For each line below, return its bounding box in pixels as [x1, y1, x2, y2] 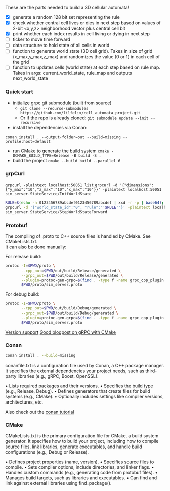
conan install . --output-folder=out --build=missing [5, 134, 121, 140]
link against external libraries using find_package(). [5, 480, 112, 486]
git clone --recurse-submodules [20, 106, 89, 111]
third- [145, 368, 157, 374]
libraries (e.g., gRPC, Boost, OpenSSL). [17, 373, 99, 379]
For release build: [5, 253, 41, 259]
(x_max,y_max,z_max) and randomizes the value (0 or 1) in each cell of [12, 54, 160, 60]
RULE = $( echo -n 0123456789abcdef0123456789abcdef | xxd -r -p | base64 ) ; [5, 200, 164, 205]
